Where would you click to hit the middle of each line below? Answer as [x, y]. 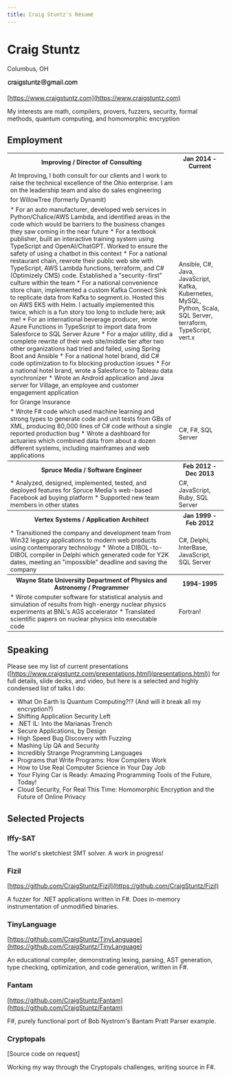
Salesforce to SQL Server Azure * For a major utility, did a [91, 333]
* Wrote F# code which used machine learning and [82, 412]
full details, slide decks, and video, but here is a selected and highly [103, 681]
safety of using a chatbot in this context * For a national [88, 253]
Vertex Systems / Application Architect [91, 519]
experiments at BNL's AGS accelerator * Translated [82, 611]
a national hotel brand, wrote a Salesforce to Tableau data [91, 370]
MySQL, [190, 301]
